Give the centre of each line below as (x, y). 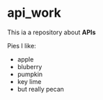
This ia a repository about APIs (51, 32)
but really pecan (41, 89)
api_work (34, 13)
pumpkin (30, 74)
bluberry (30, 66)
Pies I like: (22, 45)
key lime (29, 81)
